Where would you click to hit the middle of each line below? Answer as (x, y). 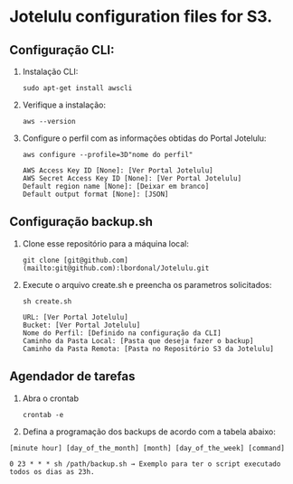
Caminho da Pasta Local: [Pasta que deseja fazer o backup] (138, 340)
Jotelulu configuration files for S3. (141, 17)
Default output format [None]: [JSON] (95, 194)
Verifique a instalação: (64, 105)
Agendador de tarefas (72, 377)
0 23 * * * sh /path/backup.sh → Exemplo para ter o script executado (145, 464)
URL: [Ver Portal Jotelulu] (75, 317)
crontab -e (43, 414)
